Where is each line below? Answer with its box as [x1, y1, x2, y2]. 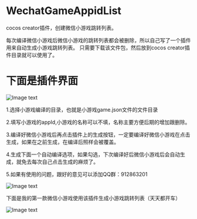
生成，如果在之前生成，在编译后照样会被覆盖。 [6, 138, 119, 145]
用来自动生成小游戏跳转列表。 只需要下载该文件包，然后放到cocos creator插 [6, 44, 191, 51]
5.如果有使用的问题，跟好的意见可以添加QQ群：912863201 [6, 170, 148, 177]
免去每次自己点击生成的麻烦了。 [21, 158, 98, 165]
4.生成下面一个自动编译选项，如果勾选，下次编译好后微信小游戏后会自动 [6, 151, 181, 158]
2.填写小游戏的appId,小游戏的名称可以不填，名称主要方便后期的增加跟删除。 [6, 119, 191, 126]
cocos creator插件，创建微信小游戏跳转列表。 [6, 24, 117, 31]
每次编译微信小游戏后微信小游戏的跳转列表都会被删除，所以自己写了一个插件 [6, 36, 191, 43]
